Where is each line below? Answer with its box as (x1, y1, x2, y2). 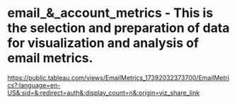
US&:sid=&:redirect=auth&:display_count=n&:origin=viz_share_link (7, 88, 200, 97)
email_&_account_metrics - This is (7, 5, 214, 21)
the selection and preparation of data (7, 20, 230, 36)
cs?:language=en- (7, 81, 61, 89)
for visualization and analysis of (7, 35, 200, 51)
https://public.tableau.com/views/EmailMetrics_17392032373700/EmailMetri (7, 73, 230, 82)
